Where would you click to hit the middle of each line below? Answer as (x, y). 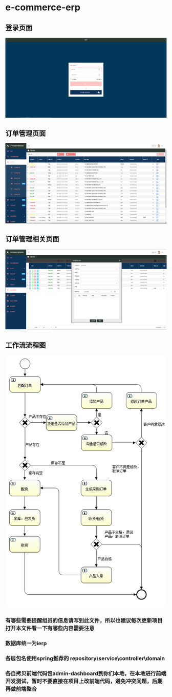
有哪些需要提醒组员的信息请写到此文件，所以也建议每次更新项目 (84, 620)
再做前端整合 (21, 689)
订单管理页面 (26, 133)
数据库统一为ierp (26, 643)
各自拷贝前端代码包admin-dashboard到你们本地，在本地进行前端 (86, 673)
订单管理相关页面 (32, 239)
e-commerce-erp (43, 7)
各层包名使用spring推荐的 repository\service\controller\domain (85, 658)
